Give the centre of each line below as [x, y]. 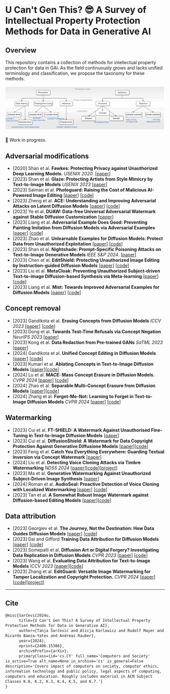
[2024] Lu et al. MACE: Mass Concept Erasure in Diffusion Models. [84, 375]
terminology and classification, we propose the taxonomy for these [75, 73]
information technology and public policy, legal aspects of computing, [83, 672]
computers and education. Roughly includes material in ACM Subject [79, 677]
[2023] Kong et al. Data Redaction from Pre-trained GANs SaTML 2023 [88, 342]
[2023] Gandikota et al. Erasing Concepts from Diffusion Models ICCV [87, 321]
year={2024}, [32, 641]
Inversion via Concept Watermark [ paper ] [57, 457]
